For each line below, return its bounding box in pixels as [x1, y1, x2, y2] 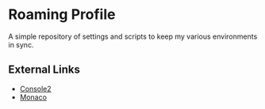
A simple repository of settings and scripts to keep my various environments [8, 32, 258, 41]
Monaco [19, 92, 48, 102]
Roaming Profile [8, 6, 116, 24]
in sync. [8, 39, 34, 49]
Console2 [19, 84, 52, 93]
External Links [8, 63, 81, 77]
